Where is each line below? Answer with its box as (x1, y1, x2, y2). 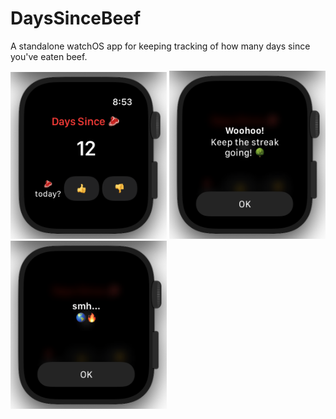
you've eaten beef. (10, 50, 88, 62)
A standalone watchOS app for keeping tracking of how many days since (10, 40, 311, 52)
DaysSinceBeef (10, 7, 142, 30)
